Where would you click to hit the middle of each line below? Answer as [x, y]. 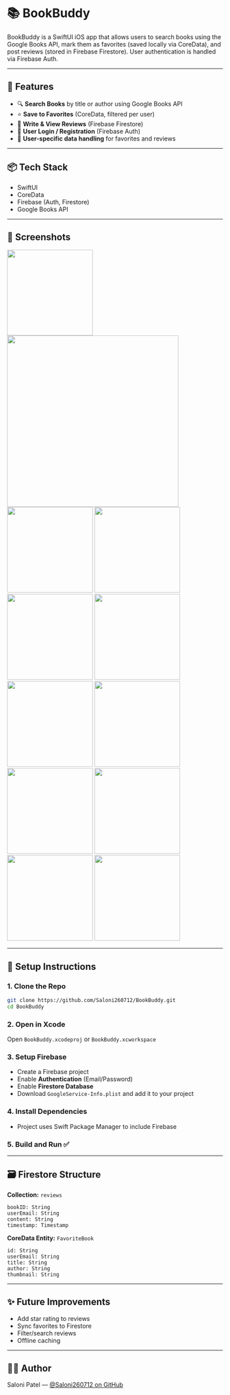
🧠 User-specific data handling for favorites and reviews [96, 139]
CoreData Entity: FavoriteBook [51, 1238]
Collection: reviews [35, 1195]
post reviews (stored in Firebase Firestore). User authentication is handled [112, 51]
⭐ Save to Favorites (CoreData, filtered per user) [86, 114]
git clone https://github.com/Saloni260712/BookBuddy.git [91, 1001]
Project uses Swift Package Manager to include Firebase [97, 1126]
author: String [29, 1268]
